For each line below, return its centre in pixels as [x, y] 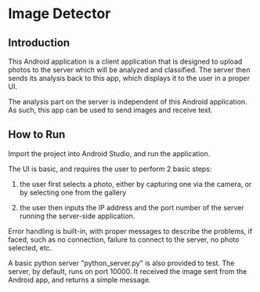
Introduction [39, 43]
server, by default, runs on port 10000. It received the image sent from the [128, 271]
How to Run [37, 135]
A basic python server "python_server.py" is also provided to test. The [121, 263]
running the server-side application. [77, 216]
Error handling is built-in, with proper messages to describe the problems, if [130, 231]
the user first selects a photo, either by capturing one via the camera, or [135, 184]
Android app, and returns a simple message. [79, 279]
